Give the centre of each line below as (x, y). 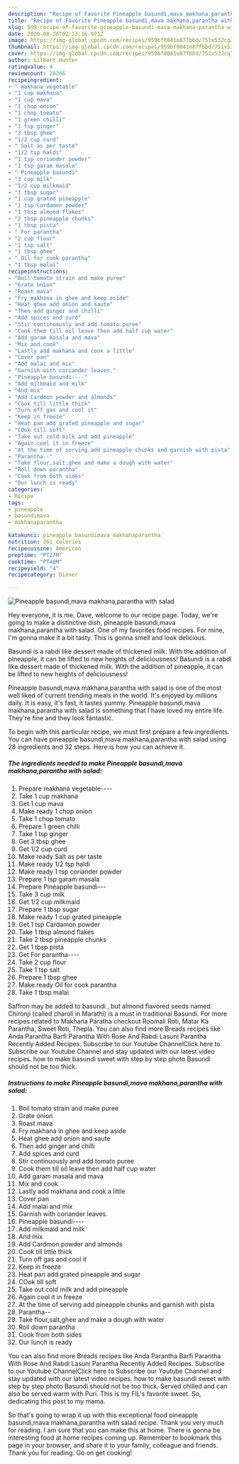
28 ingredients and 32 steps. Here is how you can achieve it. (96, 747)
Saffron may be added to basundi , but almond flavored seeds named (110, 1007)
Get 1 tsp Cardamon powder (59, 925)
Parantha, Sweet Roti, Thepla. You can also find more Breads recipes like (114, 1029)
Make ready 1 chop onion (55, 811)
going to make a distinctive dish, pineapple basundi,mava (92, 623)
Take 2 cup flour (42, 963)
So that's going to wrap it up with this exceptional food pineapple (103, 1415)
